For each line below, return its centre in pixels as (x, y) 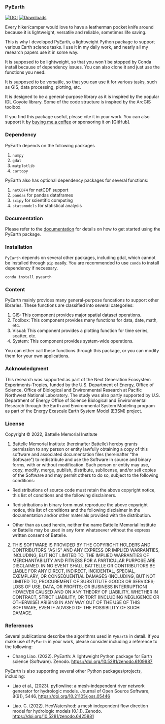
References (19, 625)
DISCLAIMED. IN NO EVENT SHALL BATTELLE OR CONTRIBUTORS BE (83, 566)
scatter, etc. (24, 336)
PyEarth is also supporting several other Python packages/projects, (73, 671)
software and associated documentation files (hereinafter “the (75, 455)
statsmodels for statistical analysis (47, 205)
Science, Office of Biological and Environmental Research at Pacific (74, 390)
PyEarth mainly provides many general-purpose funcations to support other (82, 300)
